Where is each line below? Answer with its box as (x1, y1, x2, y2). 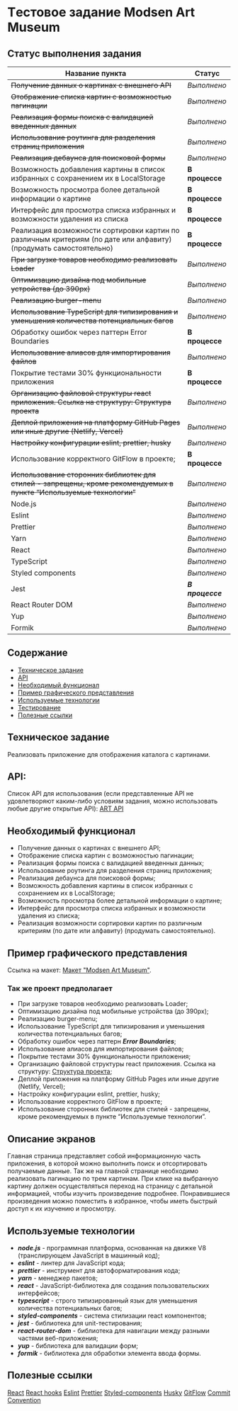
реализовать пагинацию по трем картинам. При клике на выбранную (7, 1175, 219, 1183)
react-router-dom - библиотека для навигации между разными (17, 1326, 210, 1335)
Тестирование (17, 703, 62, 712)
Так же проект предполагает (7, 983, 113, 993)
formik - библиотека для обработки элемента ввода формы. (17, 1349, 202, 1357)
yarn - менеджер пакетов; (17, 1274, 98, 1282)
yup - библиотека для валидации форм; (17, 1341, 138, 1349)
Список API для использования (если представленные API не (7, 789, 194, 798)
